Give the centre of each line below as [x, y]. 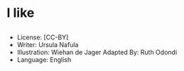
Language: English [44, 59]
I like [21, 13]
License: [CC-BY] [43, 37]
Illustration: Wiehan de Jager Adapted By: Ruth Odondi [97, 52]
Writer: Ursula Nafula [48, 44]
